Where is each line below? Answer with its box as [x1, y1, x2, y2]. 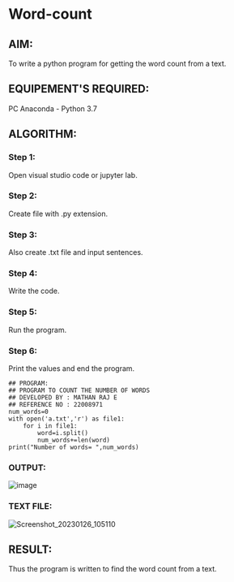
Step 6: [8, 345, 38, 356]
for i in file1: [23, 421, 79, 430]
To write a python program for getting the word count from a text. [8, 58, 227, 68]
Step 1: [8, 152, 36, 163]
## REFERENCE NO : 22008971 [8, 400, 104, 408]
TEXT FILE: [8, 501, 53, 512]
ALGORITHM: [8, 127, 77, 141]
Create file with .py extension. [8, 209, 108, 218]
